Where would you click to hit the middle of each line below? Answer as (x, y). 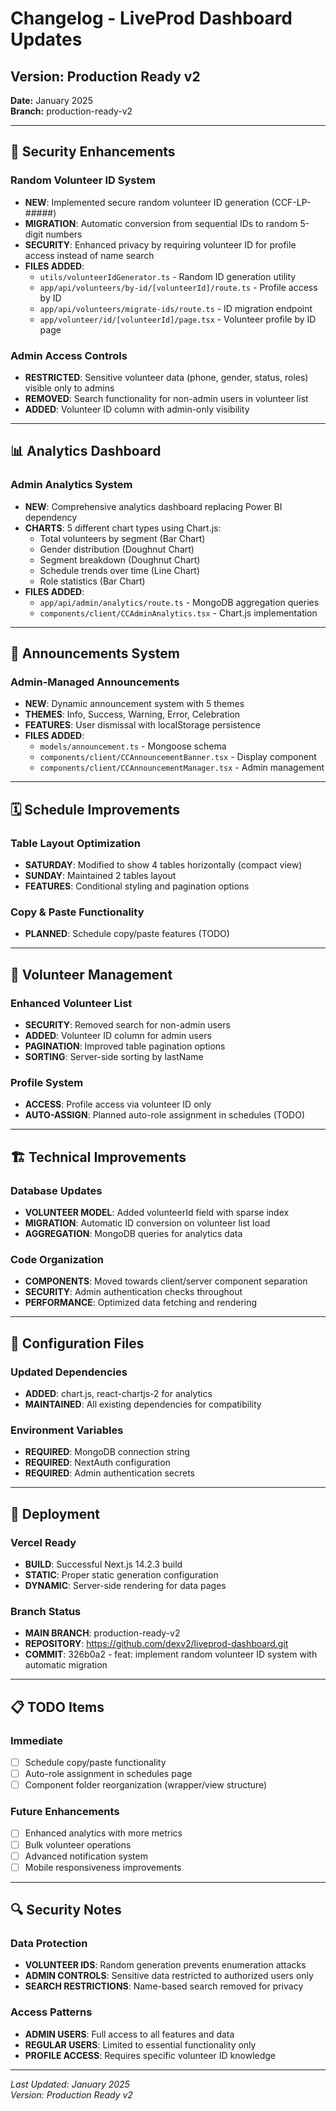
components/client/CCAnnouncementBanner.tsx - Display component (178, 757)
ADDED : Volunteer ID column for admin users (118, 1036)
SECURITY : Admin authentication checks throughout (133, 1292)
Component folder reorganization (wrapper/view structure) (146, 1785)
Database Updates (56, 1190)
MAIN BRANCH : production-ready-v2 (102, 1633)
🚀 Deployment (55, 1513)
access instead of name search (89, 255)
